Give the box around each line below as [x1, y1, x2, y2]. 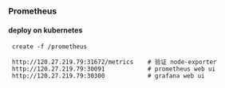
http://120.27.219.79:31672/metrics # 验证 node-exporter [11, 58, 217, 67]
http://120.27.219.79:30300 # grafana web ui [11, 72, 205, 80]
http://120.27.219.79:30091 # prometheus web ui [11, 65, 216, 73]
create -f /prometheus [11, 43, 88, 51]
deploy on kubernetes [8, 25, 83, 35]
